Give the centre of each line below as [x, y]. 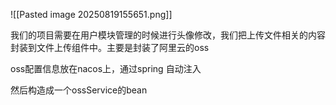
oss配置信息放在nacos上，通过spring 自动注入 [106, 68]
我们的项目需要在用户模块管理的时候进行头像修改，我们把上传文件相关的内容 [168, 35]
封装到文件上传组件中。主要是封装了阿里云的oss [110, 47]
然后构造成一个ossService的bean [79, 90]
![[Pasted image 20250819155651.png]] [91, 14]
